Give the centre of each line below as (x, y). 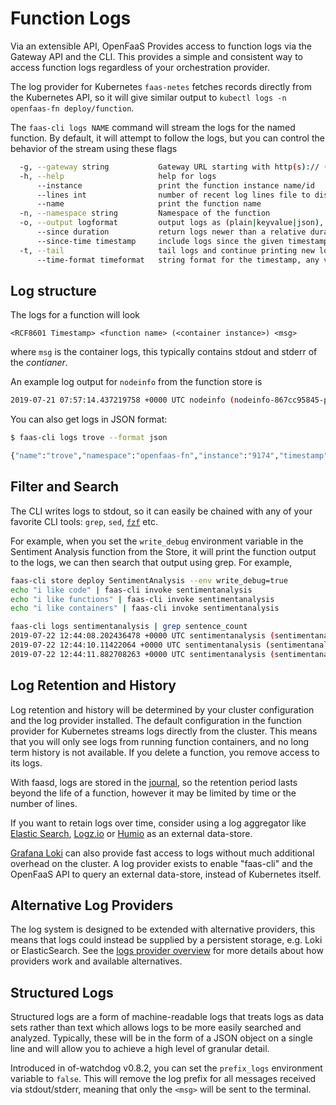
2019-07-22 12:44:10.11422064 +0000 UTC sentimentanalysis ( (140, 645)
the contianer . (39, 363)
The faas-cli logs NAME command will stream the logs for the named (153, 127)
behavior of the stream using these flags (94, 148)
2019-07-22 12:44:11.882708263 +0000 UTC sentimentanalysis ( (142, 654)
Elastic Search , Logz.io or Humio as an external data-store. (131, 833)
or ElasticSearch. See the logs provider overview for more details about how (167, 951)
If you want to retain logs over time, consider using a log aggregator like (158, 823)
